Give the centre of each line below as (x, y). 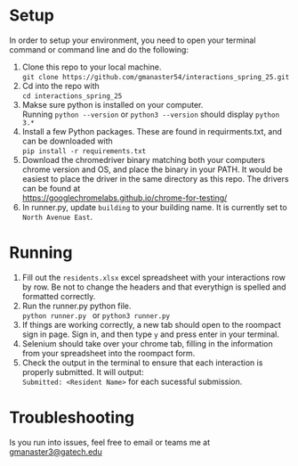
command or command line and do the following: (99, 49)
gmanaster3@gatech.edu (56, 452)
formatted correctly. (59, 296)
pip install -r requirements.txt (84, 151)
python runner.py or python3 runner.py (96, 315)
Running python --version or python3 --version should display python (151, 114)
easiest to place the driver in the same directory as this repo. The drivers (155, 178)
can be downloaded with (67, 141)
